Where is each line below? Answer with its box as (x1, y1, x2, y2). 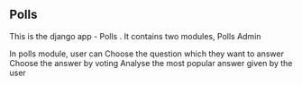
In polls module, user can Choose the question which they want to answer (9, 48, 284, 59)
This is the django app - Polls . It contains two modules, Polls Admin (9, 30, 261, 41)
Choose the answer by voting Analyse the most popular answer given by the (9, 57, 293, 68)
